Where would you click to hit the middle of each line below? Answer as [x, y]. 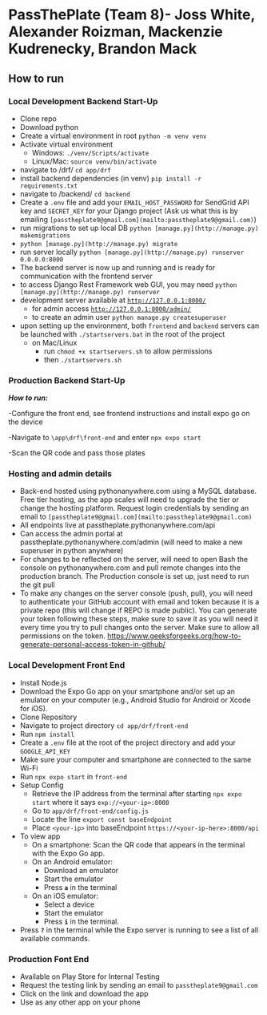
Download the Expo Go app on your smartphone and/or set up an [128, 691]
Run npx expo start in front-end [74, 776]
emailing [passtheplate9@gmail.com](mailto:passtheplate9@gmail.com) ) [138, 219]
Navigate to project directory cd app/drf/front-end [104, 725]
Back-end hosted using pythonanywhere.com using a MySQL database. [138, 491]
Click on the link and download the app [84, 994]
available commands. [55, 938]
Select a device [69, 904]
